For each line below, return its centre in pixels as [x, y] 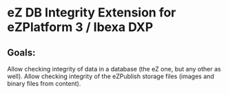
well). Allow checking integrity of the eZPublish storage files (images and [111, 76]
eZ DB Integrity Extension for [92, 13]
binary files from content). [44, 83]
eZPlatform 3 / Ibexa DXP [80, 27]
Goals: [21, 52]
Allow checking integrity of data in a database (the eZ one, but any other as [114, 69]
